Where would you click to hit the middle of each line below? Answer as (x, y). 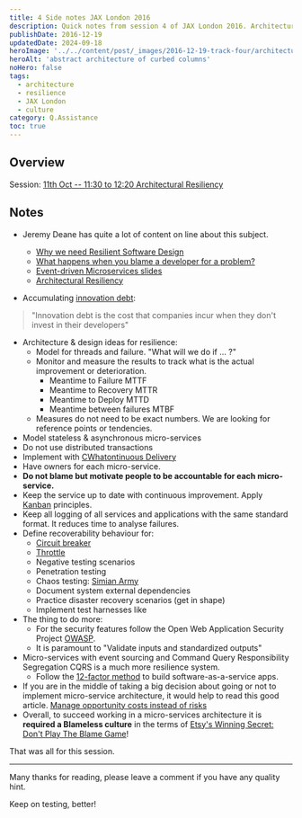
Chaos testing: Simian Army (87, 581)
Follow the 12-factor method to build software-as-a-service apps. (157, 676)
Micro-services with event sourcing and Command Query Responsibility (155, 657)
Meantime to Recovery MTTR (103, 390)
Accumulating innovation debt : (79, 298)
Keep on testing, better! (53, 804)
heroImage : (30, 51)
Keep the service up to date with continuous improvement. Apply (142, 494)
